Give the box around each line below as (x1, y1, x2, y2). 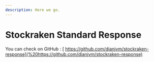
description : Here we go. (5, 7, 60, 13)
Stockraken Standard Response (5, 29, 142, 40)
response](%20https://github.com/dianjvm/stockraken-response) (5, 51, 143, 57)
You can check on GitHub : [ (5, 46, 65, 52)
